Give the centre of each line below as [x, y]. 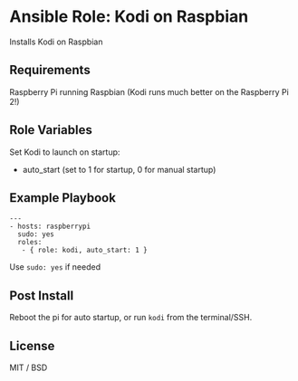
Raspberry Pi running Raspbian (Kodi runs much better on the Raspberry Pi [149, 91]
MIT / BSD [29, 367]
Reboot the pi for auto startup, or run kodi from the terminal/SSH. [131, 318]
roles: [30, 243]
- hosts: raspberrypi [50, 227]
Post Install [42, 295]
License [32, 346]
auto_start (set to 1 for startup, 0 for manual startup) [119, 169]
